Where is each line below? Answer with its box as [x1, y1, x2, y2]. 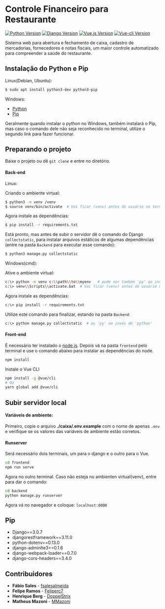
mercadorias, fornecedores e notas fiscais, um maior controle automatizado [5, 45, 159, 51]
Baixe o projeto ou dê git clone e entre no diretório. [5, 158, 110, 164]
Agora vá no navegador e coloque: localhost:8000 [5, 502, 107, 508]
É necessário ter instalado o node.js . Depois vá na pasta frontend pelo [5, 342, 147, 348]
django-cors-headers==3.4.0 [12, 555, 72, 561]
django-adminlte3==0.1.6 [12, 545, 63, 551]
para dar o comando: [5, 479, 48, 485]
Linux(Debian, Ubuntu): [5, 77, 53, 83]
